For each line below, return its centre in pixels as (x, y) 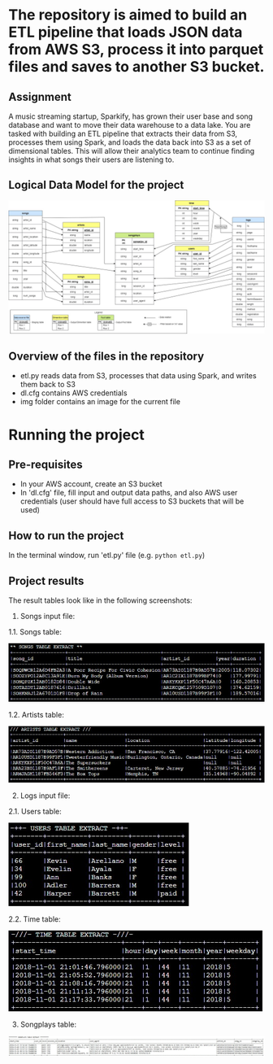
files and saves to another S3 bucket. (136, 67)
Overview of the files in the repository (106, 357)
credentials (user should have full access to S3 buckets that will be (132, 501)
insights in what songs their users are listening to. (91, 159)
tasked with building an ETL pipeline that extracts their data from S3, (123, 133)
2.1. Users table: (35, 812)
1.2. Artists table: (37, 714)
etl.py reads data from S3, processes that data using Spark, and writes (139, 376)
